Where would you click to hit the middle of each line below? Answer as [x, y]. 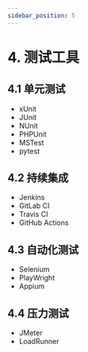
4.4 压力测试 [38, 313]
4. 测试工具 [44, 57]
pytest [29, 151]
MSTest [31, 142]
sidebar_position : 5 [42, 15]
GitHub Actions [44, 222]
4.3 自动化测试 [43, 250]
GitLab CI [34, 206]
